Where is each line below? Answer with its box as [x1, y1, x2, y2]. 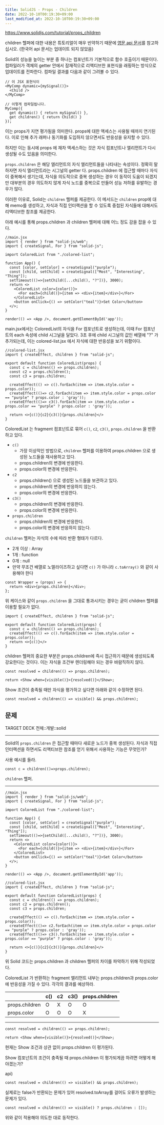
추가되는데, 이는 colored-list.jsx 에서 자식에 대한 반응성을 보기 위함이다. [5, 338, 142, 344]
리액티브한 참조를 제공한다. [5, 209, 56, 215]
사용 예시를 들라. [5, 757, 37, 763]
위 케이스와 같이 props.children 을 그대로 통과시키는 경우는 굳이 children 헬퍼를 [5, 598, 159, 604]
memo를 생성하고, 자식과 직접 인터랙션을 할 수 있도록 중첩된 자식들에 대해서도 [10, 202, 158, 209]
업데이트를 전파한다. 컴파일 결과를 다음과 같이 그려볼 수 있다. [5, 69, 120, 75]
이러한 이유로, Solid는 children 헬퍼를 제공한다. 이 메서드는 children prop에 [5, 196, 151, 202]
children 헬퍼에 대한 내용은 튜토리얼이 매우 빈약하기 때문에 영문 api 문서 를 [5, 40, 146, 46]
